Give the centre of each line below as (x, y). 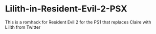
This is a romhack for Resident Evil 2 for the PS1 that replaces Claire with (78, 22)
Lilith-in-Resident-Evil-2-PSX (66, 9)
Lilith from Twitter (23, 27)
